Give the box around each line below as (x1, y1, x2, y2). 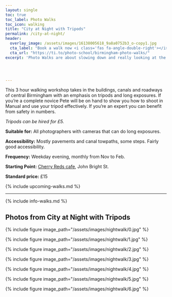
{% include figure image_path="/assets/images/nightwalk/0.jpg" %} (5, 226, 149, 233)
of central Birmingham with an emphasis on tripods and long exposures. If (5, 93, 161, 99)
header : (5, 36, 22, 41)
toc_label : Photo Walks (5, 17, 56, 22)
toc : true (5, 12, 27, 17)
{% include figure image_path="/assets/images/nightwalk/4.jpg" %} (5, 266, 149, 272)
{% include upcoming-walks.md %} (5, 184, 81, 190)
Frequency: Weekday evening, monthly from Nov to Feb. (5, 154, 125, 160)
